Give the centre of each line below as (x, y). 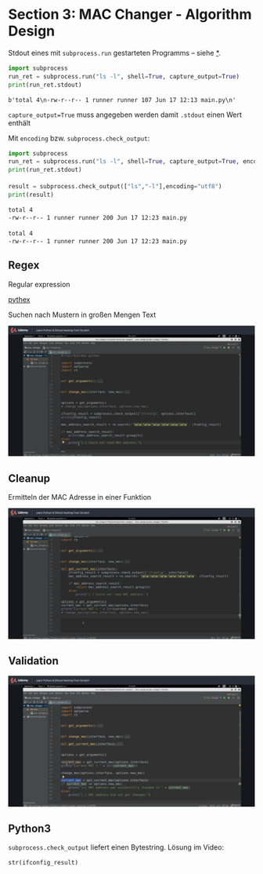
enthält (20, 122)
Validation (33, 661)
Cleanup (29, 478)
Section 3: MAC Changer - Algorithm (130, 15)
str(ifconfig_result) (43, 863)
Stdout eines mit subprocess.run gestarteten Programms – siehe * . (114, 53)
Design (32, 31)
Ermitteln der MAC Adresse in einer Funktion (80, 497)
